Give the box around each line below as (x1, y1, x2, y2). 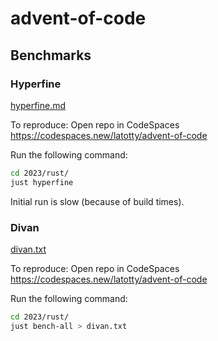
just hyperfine (10, 177, 74, 187)
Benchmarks (10, 47, 92, 64)
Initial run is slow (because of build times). (10, 195, 185, 207)
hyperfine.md (10, 99, 67, 111)
